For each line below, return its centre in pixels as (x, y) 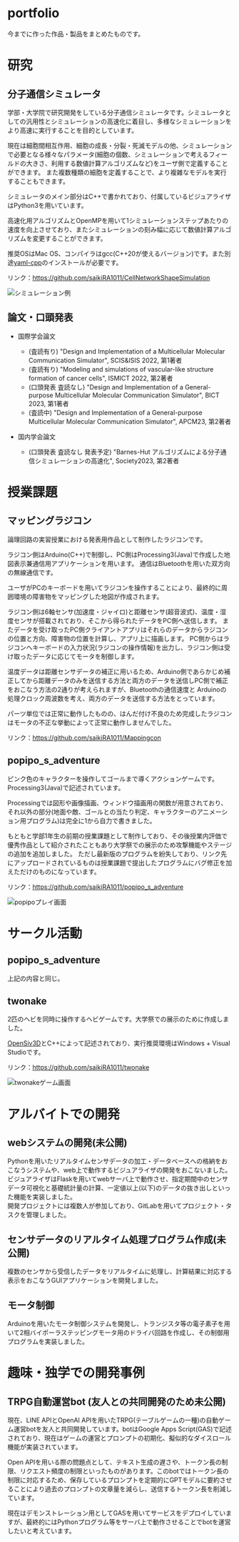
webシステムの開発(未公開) (67, 1142)
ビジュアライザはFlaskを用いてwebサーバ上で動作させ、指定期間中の (108, 1179)
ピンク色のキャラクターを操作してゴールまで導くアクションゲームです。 (113, 779)
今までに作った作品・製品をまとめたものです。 (76, 34)
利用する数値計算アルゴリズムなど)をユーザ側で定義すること (139, 163)
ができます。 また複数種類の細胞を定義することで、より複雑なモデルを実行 (117, 172)
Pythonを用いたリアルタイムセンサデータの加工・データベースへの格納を (115, 1161)
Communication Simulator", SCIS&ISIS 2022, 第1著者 (105, 360)
